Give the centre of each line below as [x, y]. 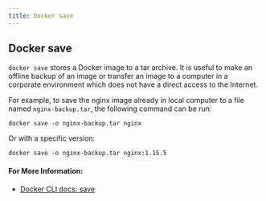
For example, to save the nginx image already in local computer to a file [127, 100]
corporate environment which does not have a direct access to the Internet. [133, 84]
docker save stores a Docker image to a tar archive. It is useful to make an [131, 68]
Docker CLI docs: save [57, 189]
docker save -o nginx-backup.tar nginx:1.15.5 [88, 154]
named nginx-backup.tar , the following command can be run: [110, 109]
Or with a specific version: [51, 138]
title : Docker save [41, 16]
